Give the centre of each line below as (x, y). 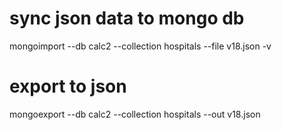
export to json (68, 86)
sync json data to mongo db (127, 18)
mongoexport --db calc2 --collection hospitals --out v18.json (135, 114)
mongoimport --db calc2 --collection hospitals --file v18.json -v (140, 46)
